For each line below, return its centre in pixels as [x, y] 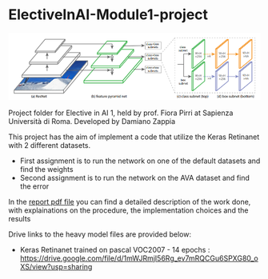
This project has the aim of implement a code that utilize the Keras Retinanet [134, 137]
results [20, 218]
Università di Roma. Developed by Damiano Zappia [92, 121]
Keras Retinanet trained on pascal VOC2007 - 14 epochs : [115, 249]
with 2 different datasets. [50, 145]
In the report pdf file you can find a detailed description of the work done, [130, 201]
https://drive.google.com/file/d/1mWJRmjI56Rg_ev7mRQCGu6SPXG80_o [139, 258]
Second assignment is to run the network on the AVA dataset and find [134, 177]
